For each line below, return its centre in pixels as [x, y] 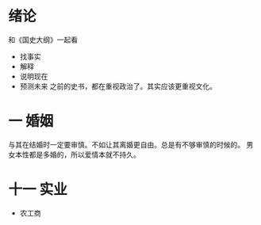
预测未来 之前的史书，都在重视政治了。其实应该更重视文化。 [118, 86]
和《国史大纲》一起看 [43, 40]
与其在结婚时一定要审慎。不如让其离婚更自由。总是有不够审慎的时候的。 [126, 144]
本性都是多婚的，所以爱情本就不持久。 [77, 154]
